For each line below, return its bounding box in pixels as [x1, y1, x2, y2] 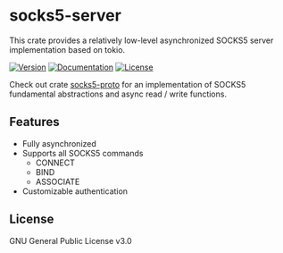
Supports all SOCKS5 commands [21, 148, 144, 158]
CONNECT [35, 157, 76, 168]
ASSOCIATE [35, 176, 80, 187]
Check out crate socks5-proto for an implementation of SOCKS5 [9, 79, 246, 89]
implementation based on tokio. [9, 44, 126, 55]
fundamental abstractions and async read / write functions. [9, 89, 228, 99]
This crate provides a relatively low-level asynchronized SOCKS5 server [9, 35, 274, 46]
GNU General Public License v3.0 [9, 235, 132, 246]
